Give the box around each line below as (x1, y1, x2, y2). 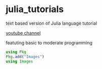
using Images (6, 59, 33, 64)
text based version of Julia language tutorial (6, 20, 97, 26)
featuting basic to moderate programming (6, 39, 93, 46)
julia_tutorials (6, 4, 64, 15)
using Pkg (6, 49, 27, 54)
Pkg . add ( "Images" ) (6, 54, 44, 59)
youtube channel (6, 30, 41, 36)
